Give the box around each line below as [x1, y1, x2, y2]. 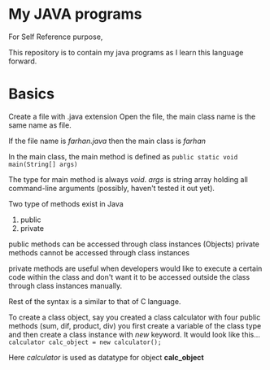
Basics [8, 85, 55, 103]
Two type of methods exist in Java [8, 198, 124, 208]
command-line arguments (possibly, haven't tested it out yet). [8, 183, 216, 193]
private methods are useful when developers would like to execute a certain [8, 263, 263, 273]
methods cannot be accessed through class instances [8, 247, 189, 257]
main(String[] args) [8, 160, 79, 168]
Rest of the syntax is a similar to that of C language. [8, 296, 181, 306]
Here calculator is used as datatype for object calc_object [8, 352, 205, 362]
